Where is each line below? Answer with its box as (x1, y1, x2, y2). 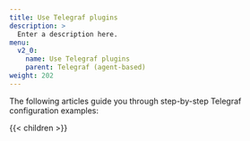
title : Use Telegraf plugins (9, 12, 118, 22)
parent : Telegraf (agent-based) (25, 63, 146, 72)
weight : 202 (9, 71, 54, 80)
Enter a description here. (17, 29, 118, 38)
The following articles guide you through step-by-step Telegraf (9, 95, 242, 106)
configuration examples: (9, 104, 99, 116)
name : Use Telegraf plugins (25, 54, 130, 63)
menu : (9, 37, 30, 47)
